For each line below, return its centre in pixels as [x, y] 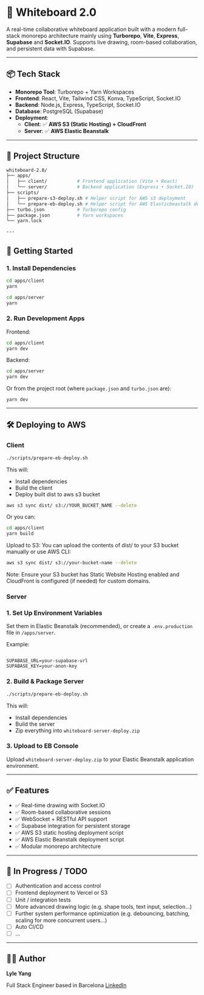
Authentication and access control [58, 886]
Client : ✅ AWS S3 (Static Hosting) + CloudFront [85, 124]
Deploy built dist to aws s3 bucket [57, 494]
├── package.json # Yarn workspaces [65, 215]
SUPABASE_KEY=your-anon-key [42, 666]
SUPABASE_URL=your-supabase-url [47, 661]
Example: [18, 645]
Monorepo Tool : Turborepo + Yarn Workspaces [75, 92]
